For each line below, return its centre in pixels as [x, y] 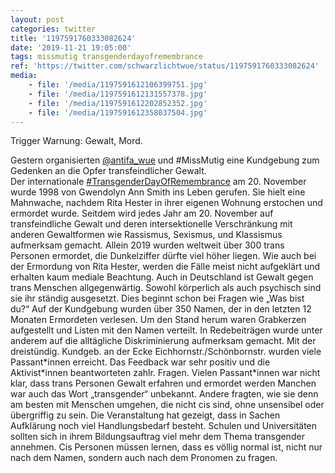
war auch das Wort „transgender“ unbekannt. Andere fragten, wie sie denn [164, 394]
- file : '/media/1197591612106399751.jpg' [118, 85]
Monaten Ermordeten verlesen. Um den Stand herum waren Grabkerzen [158, 320]
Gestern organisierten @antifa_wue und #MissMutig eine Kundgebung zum [165, 160]
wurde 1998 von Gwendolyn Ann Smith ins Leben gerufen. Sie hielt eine [158, 192]
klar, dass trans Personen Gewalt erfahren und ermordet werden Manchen [163, 383]
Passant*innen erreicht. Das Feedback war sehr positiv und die [140, 362]
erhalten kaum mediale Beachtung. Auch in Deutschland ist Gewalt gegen [162, 277]
